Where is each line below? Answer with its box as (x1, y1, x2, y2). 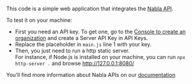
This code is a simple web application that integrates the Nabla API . (6, 5, 173, 12)
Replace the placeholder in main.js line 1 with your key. (14, 41, 152, 48)
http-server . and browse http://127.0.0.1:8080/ (14, 60, 134, 67)
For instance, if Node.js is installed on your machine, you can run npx (14, 54, 185, 60)
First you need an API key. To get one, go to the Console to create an (14, 28, 186, 35)
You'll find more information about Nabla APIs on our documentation (6, 71, 176, 78)
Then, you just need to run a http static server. (14, 47, 130, 54)
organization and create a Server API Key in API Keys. (14, 35, 149, 41)
